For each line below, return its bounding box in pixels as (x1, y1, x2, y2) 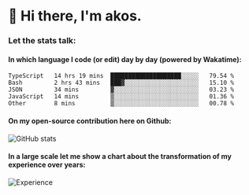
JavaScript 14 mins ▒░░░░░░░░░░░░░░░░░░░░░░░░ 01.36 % (8, 93, 235, 101)
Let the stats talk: (8, 35, 76, 46)
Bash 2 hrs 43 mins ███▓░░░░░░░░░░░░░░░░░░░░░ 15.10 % (8, 79, 235, 87)
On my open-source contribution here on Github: (8, 116, 172, 125)
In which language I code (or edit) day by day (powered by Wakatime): (8, 54, 242, 64)
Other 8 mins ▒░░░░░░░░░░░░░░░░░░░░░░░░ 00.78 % (8, 100, 235, 108)
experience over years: (8, 160, 86, 170)
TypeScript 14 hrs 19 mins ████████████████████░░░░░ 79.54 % (8, 72, 235, 80)
